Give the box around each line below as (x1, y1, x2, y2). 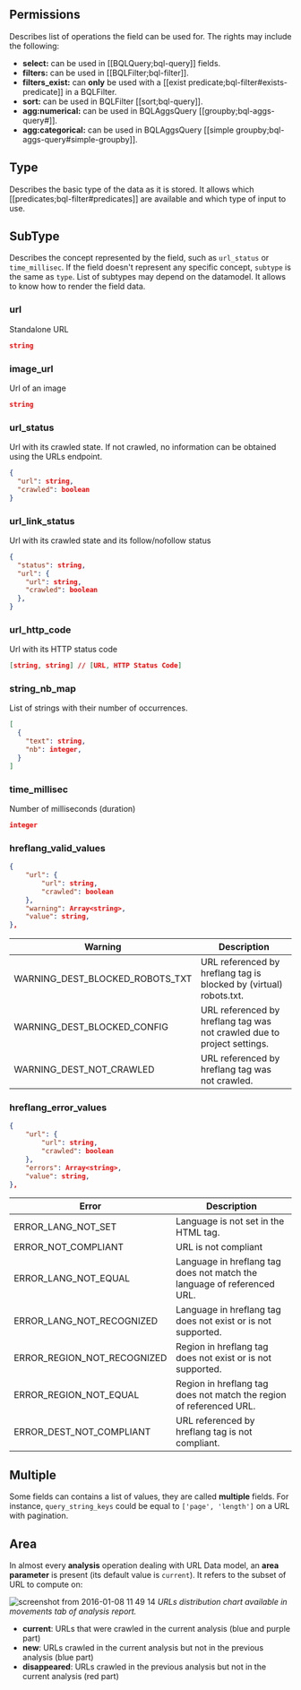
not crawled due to (200, 1026, 280, 1039)
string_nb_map (9, 683, 76, 695)
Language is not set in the (176, 1215, 285, 1228)
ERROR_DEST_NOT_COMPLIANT (13, 1426, 151, 1438)
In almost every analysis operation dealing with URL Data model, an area (9, 1560, 279, 1571)
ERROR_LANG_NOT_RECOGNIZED (13, 1315, 159, 1327)
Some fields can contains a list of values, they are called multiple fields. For (9, 1491, 289, 1502)
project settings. (200, 1038, 269, 1050)
